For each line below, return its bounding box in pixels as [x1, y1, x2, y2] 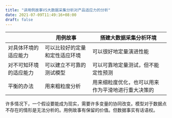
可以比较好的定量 [45, 44, 86, 51]
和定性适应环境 [45, 52, 81, 59]
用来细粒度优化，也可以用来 [92, 79, 160, 86]
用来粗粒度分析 [45, 83, 81, 90]
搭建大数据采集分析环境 [100, 34, 157, 42]
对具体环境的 [8, 44, 39, 51]
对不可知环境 [8, 62, 39, 69]
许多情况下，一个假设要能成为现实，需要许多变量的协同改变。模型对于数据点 [5, 101, 167, 107]
